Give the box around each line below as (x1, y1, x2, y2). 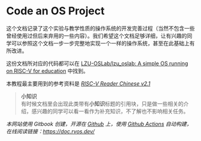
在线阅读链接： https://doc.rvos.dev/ (6, 127, 95, 135)
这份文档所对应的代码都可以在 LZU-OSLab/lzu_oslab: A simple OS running (6, 60, 188, 67)
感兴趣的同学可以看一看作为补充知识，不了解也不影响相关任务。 (31, 108, 189, 115)
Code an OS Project (6, 4, 105, 18)
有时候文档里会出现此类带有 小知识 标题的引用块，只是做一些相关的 (20, 100, 184, 107)
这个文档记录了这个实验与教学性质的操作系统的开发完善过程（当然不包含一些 (6, 24, 195, 32)
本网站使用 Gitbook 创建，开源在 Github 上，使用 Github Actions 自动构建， (6, 120, 192, 127)
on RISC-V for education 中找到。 (6, 67, 89, 74)
